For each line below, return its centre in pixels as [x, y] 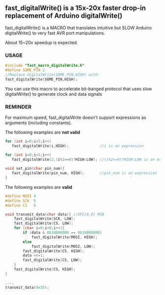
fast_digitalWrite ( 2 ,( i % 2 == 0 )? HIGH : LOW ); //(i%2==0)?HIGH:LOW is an [83, 159]
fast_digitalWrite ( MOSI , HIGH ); [64, 237]
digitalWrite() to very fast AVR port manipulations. [55, 33]
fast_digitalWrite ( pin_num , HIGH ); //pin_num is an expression [84, 173]
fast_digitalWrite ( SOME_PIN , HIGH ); [41, 79]
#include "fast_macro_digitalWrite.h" [45, 66]
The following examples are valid [39, 187]
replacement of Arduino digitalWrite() [64, 16]
